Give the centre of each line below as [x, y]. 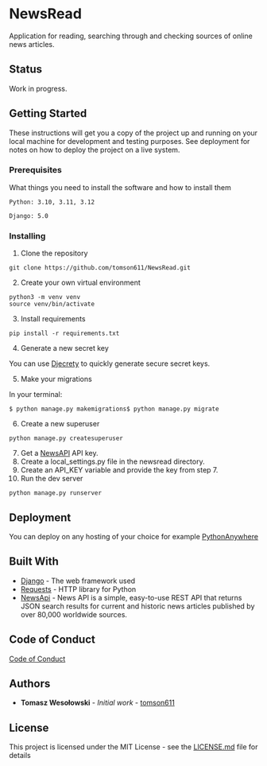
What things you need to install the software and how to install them [120, 187]
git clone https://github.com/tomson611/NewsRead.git [100, 268]
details [20, 756]
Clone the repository [54, 253]
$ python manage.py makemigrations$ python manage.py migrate [114, 409]
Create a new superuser [60, 424]
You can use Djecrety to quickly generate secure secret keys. [110, 364]
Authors [30, 684]
